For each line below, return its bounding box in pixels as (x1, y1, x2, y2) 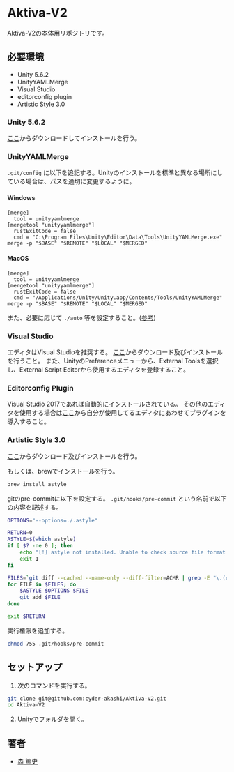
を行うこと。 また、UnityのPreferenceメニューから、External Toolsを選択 (7, 357, 219, 365)
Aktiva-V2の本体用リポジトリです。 (7, 29, 109, 37)
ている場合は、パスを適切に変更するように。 (7, 177, 136, 186)
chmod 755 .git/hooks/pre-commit (7, 640, 104, 647)
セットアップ (7, 661, 63, 674)
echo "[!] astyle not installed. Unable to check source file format (19, 549, 226, 556)
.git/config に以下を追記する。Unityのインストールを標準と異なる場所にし (7, 169, 224, 177)
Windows (7, 193, 36, 202)
